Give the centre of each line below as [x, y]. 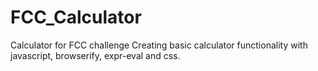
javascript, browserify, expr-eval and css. [95, 55]
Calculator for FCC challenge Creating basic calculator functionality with [159, 45]
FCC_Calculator [76, 17]
